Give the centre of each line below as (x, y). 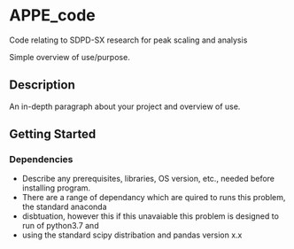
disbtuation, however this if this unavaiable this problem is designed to (150, 216)
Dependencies (41, 160)
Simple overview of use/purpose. (70, 57)
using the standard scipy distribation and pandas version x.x (132, 235)
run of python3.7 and (60, 226)
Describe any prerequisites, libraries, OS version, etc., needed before (148, 179)
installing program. (56, 188)
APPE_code (52, 16)
